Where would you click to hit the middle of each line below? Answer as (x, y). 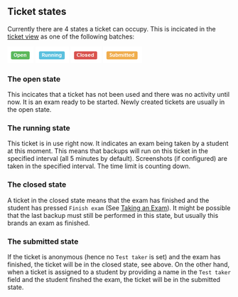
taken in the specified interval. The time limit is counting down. (99, 166)
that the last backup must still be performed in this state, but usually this (113, 215)
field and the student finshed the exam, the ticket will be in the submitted (114, 280)
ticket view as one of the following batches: (71, 36)
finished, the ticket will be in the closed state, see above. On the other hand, (119, 264)
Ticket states (37, 12)
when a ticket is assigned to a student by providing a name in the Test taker (119, 272)
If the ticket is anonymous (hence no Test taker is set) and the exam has (114, 257)
